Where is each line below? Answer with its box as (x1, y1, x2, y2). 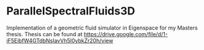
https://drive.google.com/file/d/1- (83, 30, 168, 37)
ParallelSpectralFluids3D (6, 4, 135, 18)
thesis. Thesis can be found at (6, 30, 83, 37)
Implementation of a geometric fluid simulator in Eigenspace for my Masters (6, 24, 198, 31)
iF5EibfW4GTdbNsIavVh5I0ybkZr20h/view (6, 37, 113, 44)
